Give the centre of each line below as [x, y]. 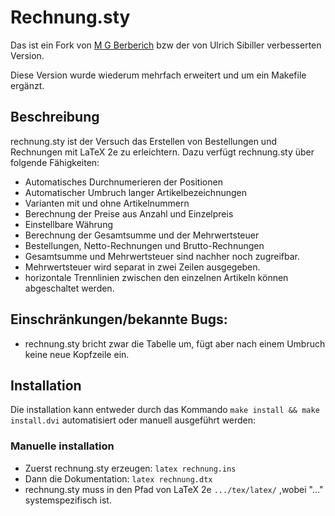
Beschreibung [55, 117]
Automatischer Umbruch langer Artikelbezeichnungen [135, 192]
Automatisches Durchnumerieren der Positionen [123, 182]
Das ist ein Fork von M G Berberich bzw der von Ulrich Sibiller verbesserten [166, 45]
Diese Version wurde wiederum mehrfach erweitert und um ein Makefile [158, 75]
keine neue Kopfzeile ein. [77, 354]
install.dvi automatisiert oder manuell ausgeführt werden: [133, 420]
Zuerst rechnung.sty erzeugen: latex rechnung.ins [130, 468]
